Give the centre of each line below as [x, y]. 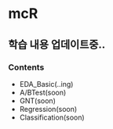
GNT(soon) [38, 100]
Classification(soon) [52, 117]
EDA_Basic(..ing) [46, 84]
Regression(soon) [48, 109]
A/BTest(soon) [43, 92]
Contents [26, 67]
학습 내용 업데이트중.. [57, 44]
